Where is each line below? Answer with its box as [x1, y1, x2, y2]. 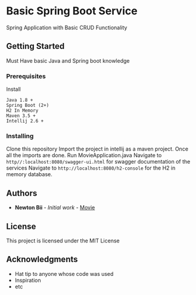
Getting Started [6, 41, 65, 51]
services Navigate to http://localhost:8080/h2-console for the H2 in [6, 164, 176, 171]
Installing [6, 131, 34, 140]
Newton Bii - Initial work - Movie [14, 204, 95, 211]
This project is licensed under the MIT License [6, 237, 120, 244]
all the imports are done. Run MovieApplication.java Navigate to [6, 152, 162, 159]
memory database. [6, 171, 52, 178]
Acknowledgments [6, 254, 79, 265]
